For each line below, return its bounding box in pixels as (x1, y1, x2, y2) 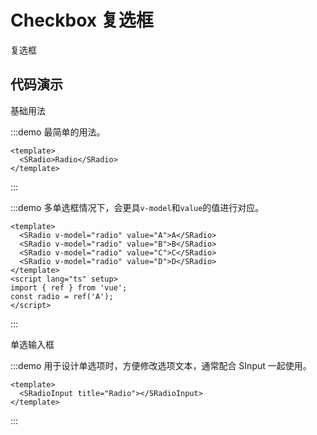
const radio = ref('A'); (10, 291, 114, 301)
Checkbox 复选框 (10, 9, 154, 32)
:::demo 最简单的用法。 (10, 126, 106, 138)
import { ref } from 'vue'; (10, 282, 128, 293)
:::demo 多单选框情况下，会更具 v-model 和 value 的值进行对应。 (10, 201, 265, 213)
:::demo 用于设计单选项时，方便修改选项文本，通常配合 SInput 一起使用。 (10, 359, 312, 371)
